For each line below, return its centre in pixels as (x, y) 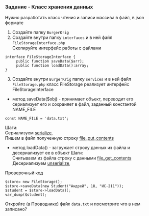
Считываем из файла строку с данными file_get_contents (72, 158)
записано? (16, 209)
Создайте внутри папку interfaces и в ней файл (62, 37)
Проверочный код (24, 173)
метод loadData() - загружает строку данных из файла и (71, 148)
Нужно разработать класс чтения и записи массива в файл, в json (75, 18)
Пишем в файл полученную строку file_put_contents (60, 138)
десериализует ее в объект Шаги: (48, 153)
